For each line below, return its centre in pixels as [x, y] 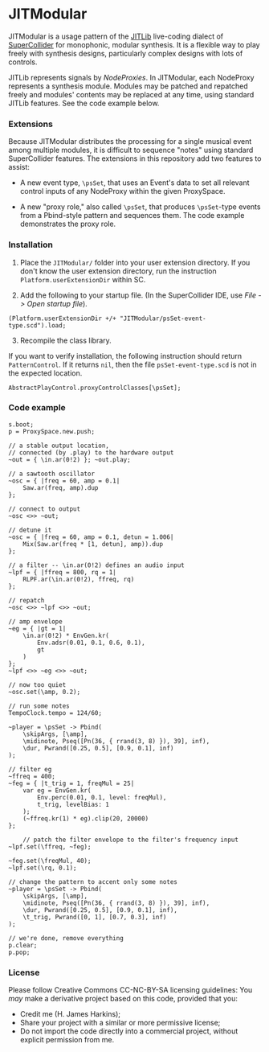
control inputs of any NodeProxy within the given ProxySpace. [123, 191]
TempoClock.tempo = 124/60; [55, 713]
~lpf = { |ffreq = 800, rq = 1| [62, 572]
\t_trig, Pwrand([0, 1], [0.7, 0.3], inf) [95, 917]
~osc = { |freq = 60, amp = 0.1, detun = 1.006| [91, 537]
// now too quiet [37, 684]
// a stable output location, [59, 446]
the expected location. [45, 373]
